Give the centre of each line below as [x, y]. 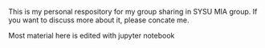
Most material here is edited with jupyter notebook [92, 36]
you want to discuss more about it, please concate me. [99, 20]
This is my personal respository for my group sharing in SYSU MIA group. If [133, 12]
